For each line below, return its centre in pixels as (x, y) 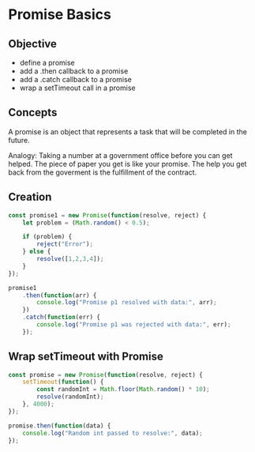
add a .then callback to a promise (74, 71)
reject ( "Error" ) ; (65, 244)
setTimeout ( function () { (63, 382)
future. (19, 140)
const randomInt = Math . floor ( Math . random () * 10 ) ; (124, 390)
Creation (30, 197)
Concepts (33, 113)
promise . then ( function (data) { (60, 426)
